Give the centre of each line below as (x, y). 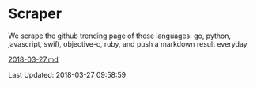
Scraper (35, 14)
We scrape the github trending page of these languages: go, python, (120, 36)
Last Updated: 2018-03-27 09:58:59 (67, 74)
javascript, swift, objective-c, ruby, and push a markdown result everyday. (128, 43)
